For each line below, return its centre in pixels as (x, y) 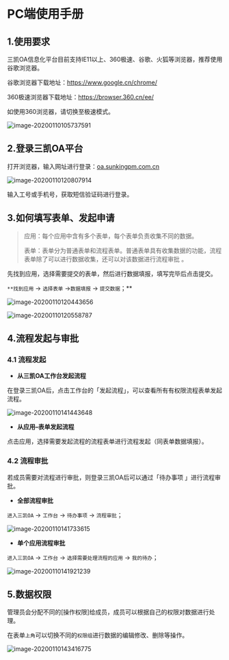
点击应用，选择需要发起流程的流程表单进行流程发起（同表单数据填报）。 (107, 441)
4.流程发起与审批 (43, 339)
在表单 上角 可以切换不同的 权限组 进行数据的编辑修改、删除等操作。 (98, 635)
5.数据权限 (29, 594)
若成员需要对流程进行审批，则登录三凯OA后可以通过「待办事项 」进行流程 (111, 477)
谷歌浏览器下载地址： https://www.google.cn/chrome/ (82, 82)
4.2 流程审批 (28, 461)
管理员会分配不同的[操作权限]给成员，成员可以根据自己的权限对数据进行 (108, 612)
